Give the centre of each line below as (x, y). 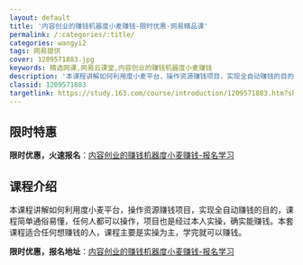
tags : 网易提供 (35, 51)
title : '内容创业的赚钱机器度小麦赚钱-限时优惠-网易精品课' (109, 26)
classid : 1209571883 (48, 85)
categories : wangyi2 (48, 43)
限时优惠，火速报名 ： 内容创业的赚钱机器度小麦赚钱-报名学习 (122, 155)
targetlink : (32, 93)
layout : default (40, 18)
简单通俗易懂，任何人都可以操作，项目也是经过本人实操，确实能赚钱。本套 (155, 221)
